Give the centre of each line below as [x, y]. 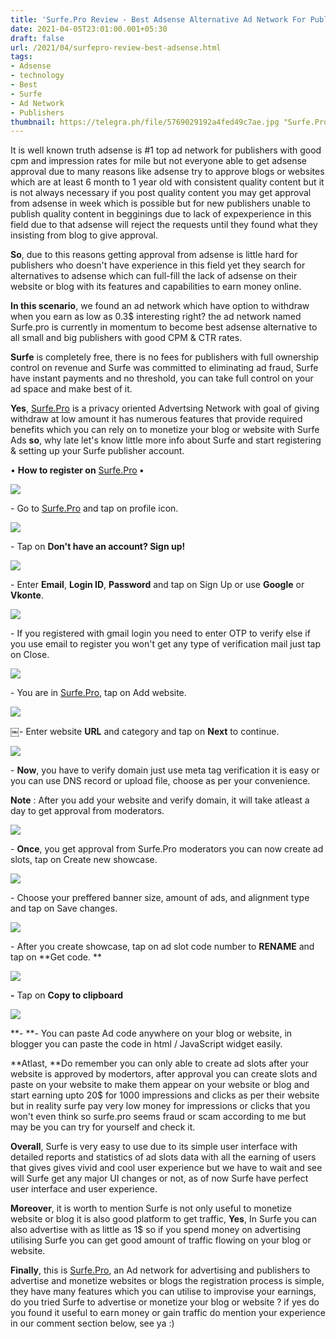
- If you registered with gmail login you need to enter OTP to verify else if [160, 633]
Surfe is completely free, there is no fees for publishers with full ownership [164, 357]
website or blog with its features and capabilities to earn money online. [156, 287]
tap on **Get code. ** [56, 957]
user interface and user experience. [84, 1189]
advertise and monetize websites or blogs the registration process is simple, [167, 1281]
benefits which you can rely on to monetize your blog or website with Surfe [165, 430]
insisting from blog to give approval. [84, 235]
